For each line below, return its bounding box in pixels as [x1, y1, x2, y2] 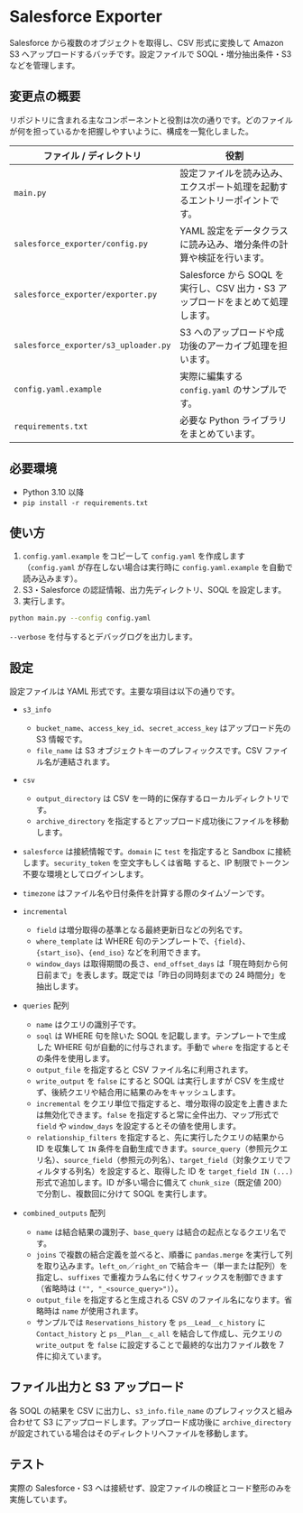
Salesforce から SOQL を [179, 268, 285, 281]
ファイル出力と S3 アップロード [9, 1379, 185, 1395]
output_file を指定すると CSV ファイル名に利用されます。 [35, 1065, 253, 1075]
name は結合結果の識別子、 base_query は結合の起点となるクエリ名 [35, 1227, 280, 1238]
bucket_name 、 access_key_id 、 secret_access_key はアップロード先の [35, 723, 291, 733]
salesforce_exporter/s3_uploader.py [14, 340, 171, 350]
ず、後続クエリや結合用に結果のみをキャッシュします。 [35, 1087, 241, 1098]
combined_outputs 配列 [22, 1207, 106, 1219]
